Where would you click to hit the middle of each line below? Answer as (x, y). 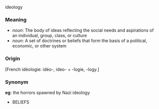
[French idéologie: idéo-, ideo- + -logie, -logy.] (52, 69)
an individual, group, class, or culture (49, 36)
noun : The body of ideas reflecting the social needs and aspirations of (83, 30)
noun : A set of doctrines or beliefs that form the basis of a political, (79, 41)
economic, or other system (39, 46)
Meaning (16, 20)
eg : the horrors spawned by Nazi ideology (48, 92)
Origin (13, 59)
